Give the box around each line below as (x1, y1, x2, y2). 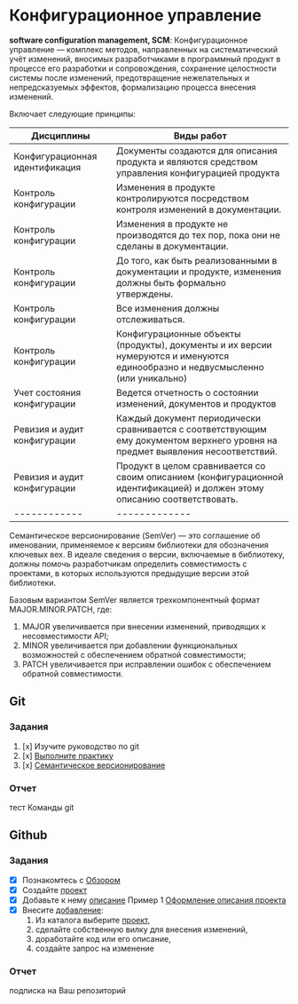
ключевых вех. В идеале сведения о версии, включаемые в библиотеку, (9, 549, 286, 559)
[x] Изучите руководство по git (21, 740, 140, 751)
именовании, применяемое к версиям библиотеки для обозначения (9, 539, 269, 550)
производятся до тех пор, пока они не (116, 228, 281, 241)
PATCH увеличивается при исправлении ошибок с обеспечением (21, 659, 272, 669)
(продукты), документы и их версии (116, 338, 272, 351)
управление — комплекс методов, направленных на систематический (9, 43, 278, 54)
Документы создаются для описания (116, 144, 278, 156)
